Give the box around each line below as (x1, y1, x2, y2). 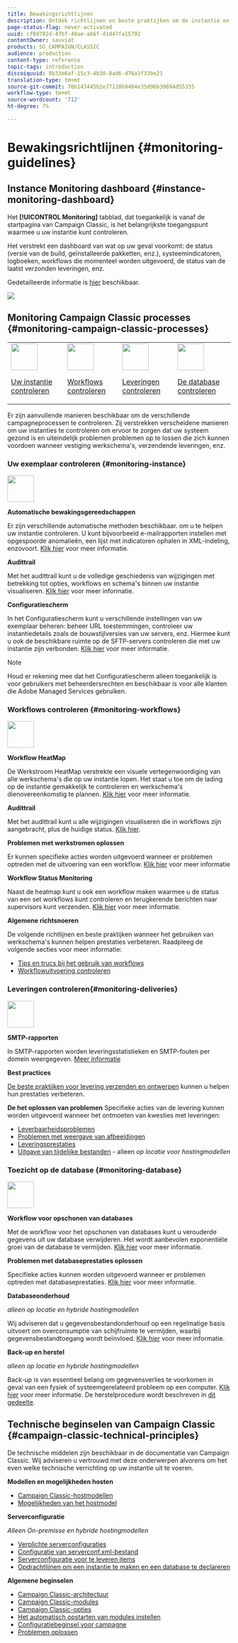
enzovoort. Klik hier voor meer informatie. (7, 544, 129, 552)
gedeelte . (7, 1397, 35, 1406)
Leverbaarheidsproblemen (17, 1124, 96, 1133)
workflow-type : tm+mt (7, 89, 72, 97)
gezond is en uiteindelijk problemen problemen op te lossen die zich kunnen (7, 434, 230, 442)
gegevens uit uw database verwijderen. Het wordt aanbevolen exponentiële (7, 1235, 228, 1243)
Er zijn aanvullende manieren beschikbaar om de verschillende (7, 411, 190, 419)
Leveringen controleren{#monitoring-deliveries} (7, 984, 178, 994)
